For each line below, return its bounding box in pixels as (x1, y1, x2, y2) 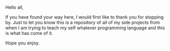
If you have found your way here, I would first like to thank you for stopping (5, 14, 164, 20)
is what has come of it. (5, 30, 53, 36)
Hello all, (5, 5, 24, 10)
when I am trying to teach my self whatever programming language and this (5, 25, 165, 31)
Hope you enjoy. (5, 40, 40, 46)
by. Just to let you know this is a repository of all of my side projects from (5, 20, 160, 25)
